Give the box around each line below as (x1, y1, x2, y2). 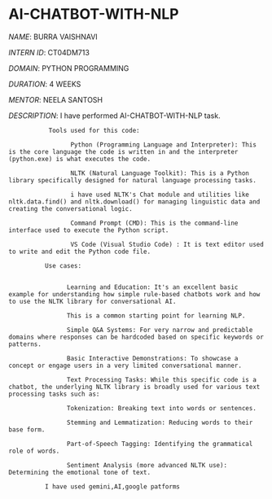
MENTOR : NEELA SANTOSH (8, 94, 103, 104)
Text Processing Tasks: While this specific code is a (66, 375, 257, 383)
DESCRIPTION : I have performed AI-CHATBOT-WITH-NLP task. (8, 111, 222, 120)
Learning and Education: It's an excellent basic (66, 282, 239, 291)
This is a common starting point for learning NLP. (66, 311, 246, 320)
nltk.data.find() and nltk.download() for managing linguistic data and (8, 197, 261, 206)
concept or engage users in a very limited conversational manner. (8, 361, 243, 370)
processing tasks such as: (8, 390, 100, 398)
